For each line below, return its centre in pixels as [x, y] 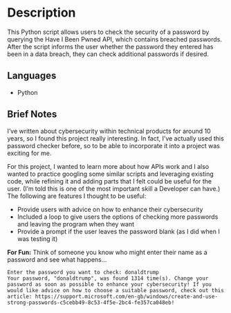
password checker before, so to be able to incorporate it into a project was [113, 145]
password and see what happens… [57, 259]
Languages [32, 76]
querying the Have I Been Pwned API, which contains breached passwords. [115, 39]
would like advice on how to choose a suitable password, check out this [116, 290]
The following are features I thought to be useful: [77, 196]
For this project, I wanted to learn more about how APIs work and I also [108, 166]
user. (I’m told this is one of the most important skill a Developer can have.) [114, 188]
